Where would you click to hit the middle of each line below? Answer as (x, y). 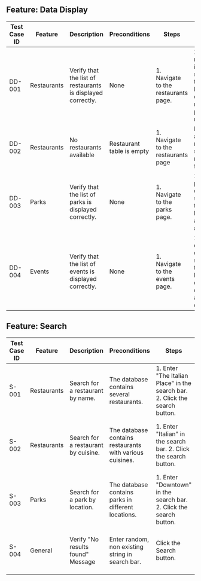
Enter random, (129, 539)
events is (82, 271)
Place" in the (173, 383)
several (119, 394)
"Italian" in (170, 434)
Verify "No (84, 539)
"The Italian (172, 375)
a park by (83, 500)
